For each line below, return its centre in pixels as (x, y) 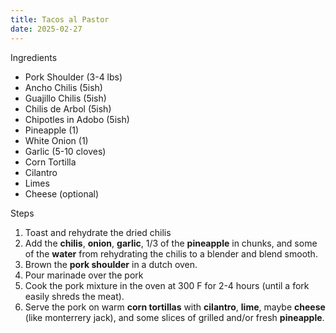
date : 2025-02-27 (46, 29)
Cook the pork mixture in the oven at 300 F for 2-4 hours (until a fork (167, 285)
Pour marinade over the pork (84, 275)
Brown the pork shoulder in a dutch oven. (111, 264)
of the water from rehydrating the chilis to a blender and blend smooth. (171, 253)
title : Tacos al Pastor (60, 19)
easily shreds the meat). (74, 296)
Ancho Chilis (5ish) (63, 87)
